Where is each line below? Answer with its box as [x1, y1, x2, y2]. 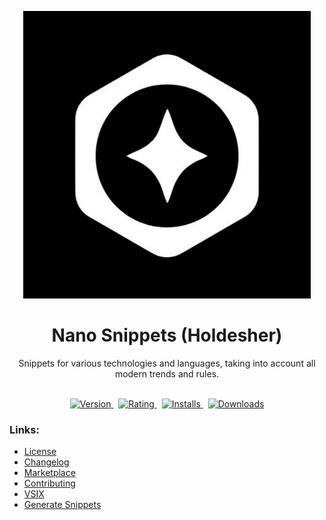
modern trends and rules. [114, 367, 220, 380]
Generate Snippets [23, 499, 102, 511]
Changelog [23, 456, 70, 468]
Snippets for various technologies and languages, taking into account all [18, 357, 316, 369]
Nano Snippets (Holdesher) [51, 324, 283, 347]
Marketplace [23, 467, 76, 479]
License [23, 446, 57, 458]
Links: [9, 422, 40, 436]
